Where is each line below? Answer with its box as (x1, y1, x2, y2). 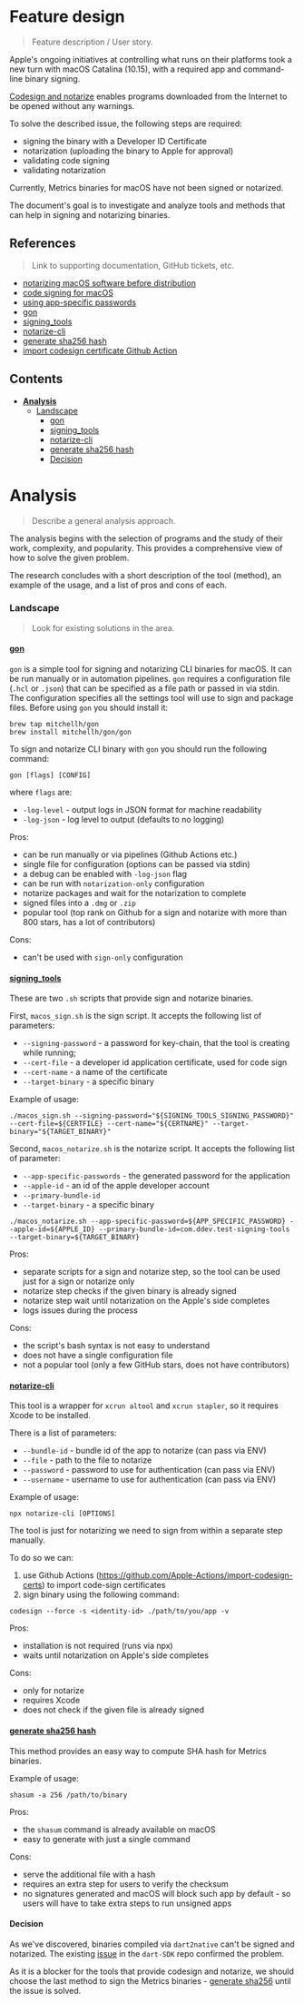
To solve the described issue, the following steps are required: (9, 118, 242, 129)
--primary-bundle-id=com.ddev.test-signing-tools (98, 1225, 290, 1234)
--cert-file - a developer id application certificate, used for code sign (22, 1057, 288, 1068)
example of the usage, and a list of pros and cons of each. (9, 579, 227, 590)
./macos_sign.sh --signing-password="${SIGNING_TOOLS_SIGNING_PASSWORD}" (9, 1111, 295, 1120)
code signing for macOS (22, 287, 113, 298)
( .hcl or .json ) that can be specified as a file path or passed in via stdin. (9, 683, 279, 694)
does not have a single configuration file (22, 1350, 173, 1361)
